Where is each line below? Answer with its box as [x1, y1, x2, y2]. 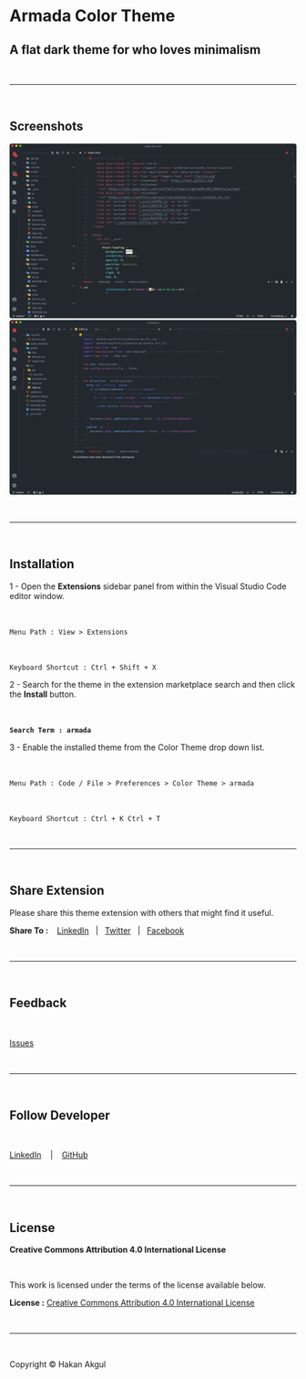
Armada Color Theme [9, 5, 176, 26]
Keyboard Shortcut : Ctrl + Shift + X [9, 663, 157, 672]
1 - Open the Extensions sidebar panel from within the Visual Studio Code [9, 581, 287, 592]
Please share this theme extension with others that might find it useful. [9, 907, 274, 918]
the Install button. [9, 689, 76, 700]
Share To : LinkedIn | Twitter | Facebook [9, 924, 185, 936]
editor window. [9, 590, 66, 601]
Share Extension [9, 883, 105, 899]
